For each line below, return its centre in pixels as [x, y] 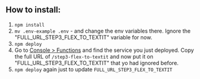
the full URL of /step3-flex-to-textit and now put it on [84, 56]
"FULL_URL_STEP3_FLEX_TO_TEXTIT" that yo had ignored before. [96, 63]
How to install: [33, 10]
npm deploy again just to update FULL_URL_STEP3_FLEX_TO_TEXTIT [93, 69]
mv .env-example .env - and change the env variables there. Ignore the [102, 31]
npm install [29, 25]
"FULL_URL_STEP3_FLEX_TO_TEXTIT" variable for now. [83, 37]
